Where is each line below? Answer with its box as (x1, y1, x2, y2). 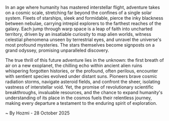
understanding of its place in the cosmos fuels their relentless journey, (5, 95, 152, 101)
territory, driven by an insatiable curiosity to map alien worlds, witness (5, 31, 152, 37)
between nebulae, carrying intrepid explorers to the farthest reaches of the (5, 20, 161, 26)
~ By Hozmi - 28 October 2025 (5, 110, 70, 116)
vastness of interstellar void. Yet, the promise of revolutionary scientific (5, 84, 154, 90)
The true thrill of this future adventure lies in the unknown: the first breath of (5, 57, 164, 63)
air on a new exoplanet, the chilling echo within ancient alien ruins (5, 63, 143, 68)
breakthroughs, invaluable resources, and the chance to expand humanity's (5, 90, 163, 95)
